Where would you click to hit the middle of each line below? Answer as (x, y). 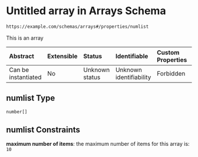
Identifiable (132, 56)
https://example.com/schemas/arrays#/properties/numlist (77, 27)
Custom (168, 53)
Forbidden (171, 73)
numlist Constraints (43, 130)
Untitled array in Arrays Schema (86, 11)
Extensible (62, 56)
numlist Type (31, 98)
